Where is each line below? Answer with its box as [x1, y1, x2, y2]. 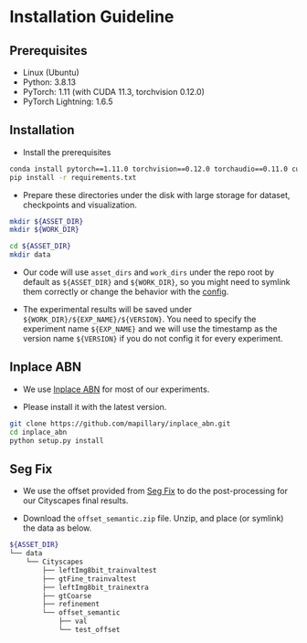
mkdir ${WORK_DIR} [9, 226, 79, 235]
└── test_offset [58, 626, 121, 635]
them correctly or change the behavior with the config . [22, 286, 229, 298]
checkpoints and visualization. [22, 199, 137, 210]
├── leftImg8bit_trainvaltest [42, 565, 157, 574]
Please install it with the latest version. [22, 401, 167, 412]
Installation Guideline [9, 6, 175, 27]
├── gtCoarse [42, 591, 92, 600]
